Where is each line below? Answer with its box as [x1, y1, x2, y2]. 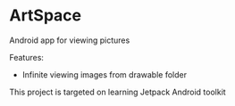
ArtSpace [9, 5, 82, 26]
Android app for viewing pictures [9, 35, 130, 45]
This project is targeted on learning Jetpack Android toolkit [9, 86, 226, 97]
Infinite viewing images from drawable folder [21, 69, 188, 80]
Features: [9, 52, 45, 62]
